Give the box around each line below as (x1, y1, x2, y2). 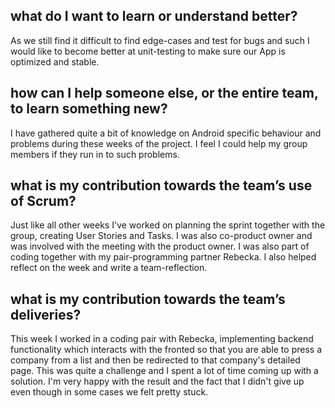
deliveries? (10, 306, 82, 323)
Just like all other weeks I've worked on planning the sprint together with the (10, 219, 326, 231)
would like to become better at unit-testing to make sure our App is (10, 45, 286, 57)
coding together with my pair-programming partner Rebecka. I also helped (10, 251, 317, 263)
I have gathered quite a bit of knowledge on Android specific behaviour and (10, 127, 322, 139)
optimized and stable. (10, 55, 100, 68)
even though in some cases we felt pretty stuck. (10, 386, 209, 398)
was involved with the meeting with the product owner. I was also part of (10, 240, 310, 253)
